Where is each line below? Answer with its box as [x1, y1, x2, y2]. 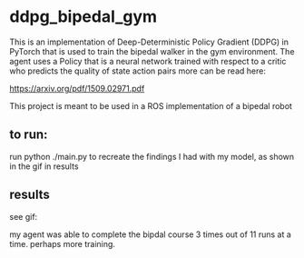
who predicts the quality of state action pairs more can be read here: [9, 65, 266, 76]
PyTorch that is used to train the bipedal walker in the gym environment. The [9, 45, 295, 56]
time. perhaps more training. [9, 238, 116, 249]
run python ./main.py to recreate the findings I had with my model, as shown [9, 151, 295, 162]
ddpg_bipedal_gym [9, 6, 157, 27]
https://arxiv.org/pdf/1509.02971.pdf [9, 83, 145, 94]
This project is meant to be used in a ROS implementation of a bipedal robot [9, 100, 293, 111]
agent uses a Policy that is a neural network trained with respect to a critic [9, 55, 287, 66]
